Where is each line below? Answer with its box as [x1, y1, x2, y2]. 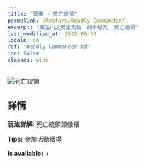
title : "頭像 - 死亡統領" [7, 10, 78, 18]
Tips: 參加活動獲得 [7, 135, 62, 143]
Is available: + [7, 149, 50, 157]
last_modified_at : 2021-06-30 [7, 30, 97, 38]
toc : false [7, 50, 40, 57]
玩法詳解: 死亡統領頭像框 [7, 120, 80, 128]
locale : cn [7, 37, 40, 44]
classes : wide [7, 57, 50, 64]
